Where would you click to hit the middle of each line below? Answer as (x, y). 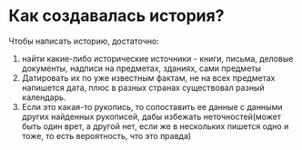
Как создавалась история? (116, 16)
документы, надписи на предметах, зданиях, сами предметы (141, 68)
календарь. (44, 97)
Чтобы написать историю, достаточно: (84, 41)
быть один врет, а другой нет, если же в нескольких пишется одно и (155, 126)
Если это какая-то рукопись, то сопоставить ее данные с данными (152, 106)
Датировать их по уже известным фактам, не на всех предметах (148, 77)
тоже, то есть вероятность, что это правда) (106, 135)
